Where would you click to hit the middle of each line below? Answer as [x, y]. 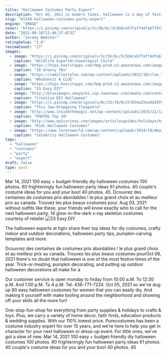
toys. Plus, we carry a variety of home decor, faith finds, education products [83, 316]
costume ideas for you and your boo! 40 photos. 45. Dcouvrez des [73, 192]
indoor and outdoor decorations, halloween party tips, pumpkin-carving [79, 234]
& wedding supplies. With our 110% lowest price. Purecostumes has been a [82, 321]
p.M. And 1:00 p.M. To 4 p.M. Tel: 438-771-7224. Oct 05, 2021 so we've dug [83, 285]
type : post [16, 168]
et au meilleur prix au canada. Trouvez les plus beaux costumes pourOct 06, [83, 254]
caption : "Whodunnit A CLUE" [44, 79]
